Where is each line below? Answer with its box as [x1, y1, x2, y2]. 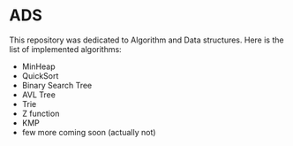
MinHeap [21, 61, 56, 72]
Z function [21, 108, 60, 119]
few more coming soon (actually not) [21, 127, 156, 137]
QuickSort [21, 70, 59, 81]
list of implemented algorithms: [9, 43, 122, 54]
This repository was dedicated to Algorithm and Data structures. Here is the [9, 35, 284, 45]
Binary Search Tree [21, 80, 93, 90]
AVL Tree [21, 89, 56, 100]
